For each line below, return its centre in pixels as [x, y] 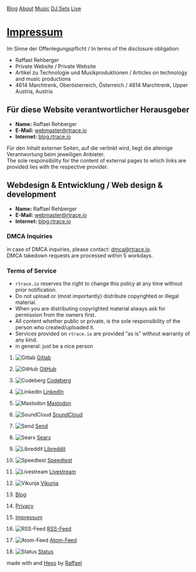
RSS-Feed [59, 529]
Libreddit [55, 449]
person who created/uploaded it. [55, 328]
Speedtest [60, 460]
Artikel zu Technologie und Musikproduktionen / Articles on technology [101, 72]
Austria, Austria [34, 91]
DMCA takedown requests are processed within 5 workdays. [80, 255]
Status [46, 552]
